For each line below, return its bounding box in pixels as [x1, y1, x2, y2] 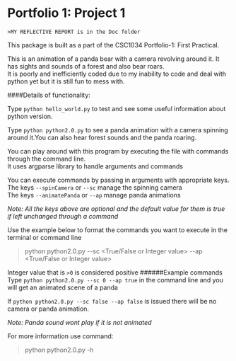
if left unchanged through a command [7, 212, 119, 220]
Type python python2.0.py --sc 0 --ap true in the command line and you [7, 275, 224, 284]
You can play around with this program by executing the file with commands [7, 147, 229, 155]
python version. [7, 112, 53, 120]
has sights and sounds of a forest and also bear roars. [7, 62, 165, 70]
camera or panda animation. [7, 304, 90, 313]
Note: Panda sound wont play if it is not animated [7, 318, 152, 326]
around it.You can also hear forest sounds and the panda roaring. [7, 133, 197, 142]
